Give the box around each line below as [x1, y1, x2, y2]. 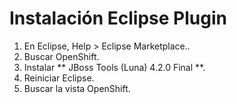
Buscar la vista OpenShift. [23, 82, 131, 94]
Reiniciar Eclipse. [23, 72, 95, 84]
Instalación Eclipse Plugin [9, 7, 227, 30]
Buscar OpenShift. [23, 50, 100, 62]
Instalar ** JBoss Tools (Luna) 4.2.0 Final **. [23, 61, 206, 73]
